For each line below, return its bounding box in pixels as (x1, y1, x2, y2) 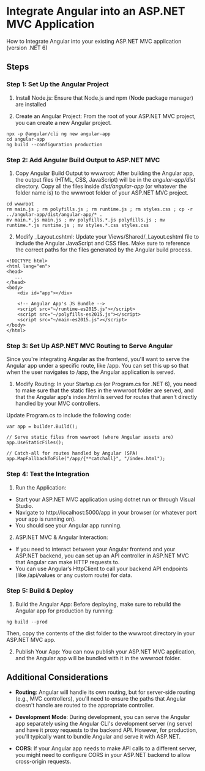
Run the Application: (15, 483, 67, 491)
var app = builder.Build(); (6, 423, 78, 430)
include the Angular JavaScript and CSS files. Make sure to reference (15, 239, 190, 247)
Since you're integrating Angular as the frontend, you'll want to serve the (6, 356, 190, 363)
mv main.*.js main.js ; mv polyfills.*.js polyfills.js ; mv (6, 217, 166, 223)
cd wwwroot (6, 201, 34, 207)
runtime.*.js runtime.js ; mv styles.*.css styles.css (6, 222, 149, 228)
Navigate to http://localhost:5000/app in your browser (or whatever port (15, 508, 197, 516)
